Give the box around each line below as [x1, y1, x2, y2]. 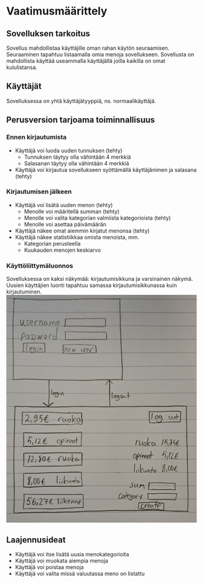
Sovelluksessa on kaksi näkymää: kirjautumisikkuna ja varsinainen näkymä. [6, 275, 193, 283]
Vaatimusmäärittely [6, 4, 108, 18]
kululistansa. [6, 64, 37, 71]
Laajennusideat [6, 535, 66, 545]
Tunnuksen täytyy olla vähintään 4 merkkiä [24, 153, 131, 160]
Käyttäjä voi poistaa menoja [14, 564, 84, 571]
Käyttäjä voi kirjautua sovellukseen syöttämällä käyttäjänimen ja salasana [14, 166, 197, 173]
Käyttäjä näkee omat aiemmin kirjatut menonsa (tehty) [14, 227, 150, 234]
